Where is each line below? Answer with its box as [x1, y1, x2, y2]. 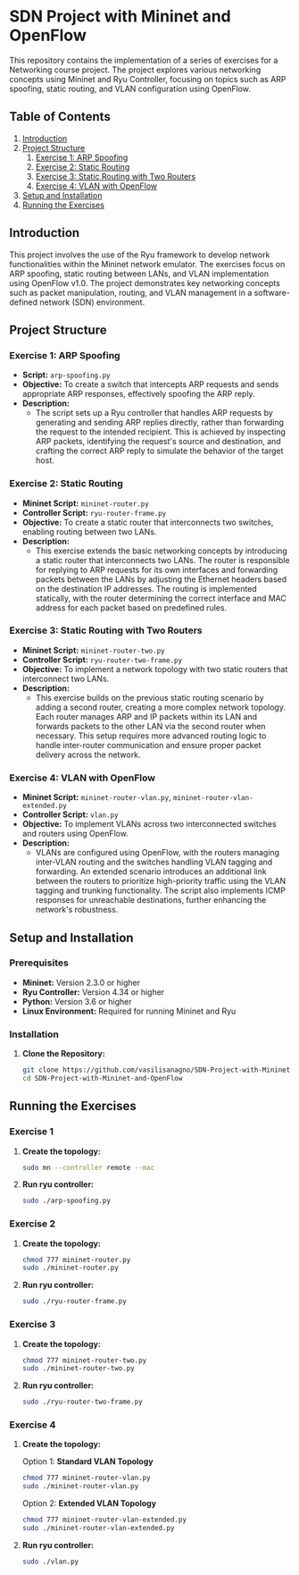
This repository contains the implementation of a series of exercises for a [9, 55, 278, 65]
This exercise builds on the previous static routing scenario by [35, 692, 264, 703]
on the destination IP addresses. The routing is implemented [35, 583, 257, 594]
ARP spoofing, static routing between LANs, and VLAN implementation [9, 268, 270, 279]
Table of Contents [9, 109, 112, 124]
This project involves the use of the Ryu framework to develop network [9, 248, 270, 260]
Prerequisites [9, 956, 69, 969]
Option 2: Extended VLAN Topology [21, 1498, 157, 1509]
